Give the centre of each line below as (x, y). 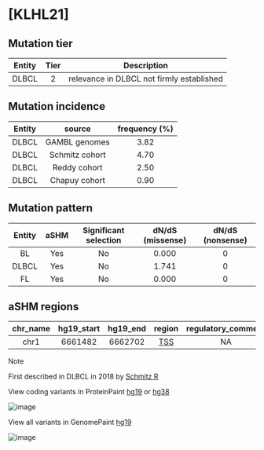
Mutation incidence (57, 106)
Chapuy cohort (78, 180)
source (78, 129)
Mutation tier (40, 44)
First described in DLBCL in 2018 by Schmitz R (83, 377)
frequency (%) (146, 129)
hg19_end (127, 329)
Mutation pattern (50, 209)
